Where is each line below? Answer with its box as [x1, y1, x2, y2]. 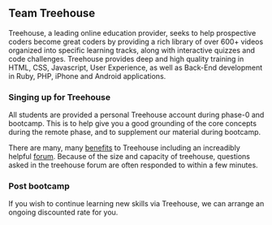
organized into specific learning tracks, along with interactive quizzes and [8, 45, 256, 55]
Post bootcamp [8, 180, 71, 192]
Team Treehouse [8, 6, 96, 20]
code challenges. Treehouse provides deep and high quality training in [8, 54, 244, 63]
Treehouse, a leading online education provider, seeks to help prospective [8, 28, 257, 37]
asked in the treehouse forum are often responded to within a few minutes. [8, 160, 258, 170]
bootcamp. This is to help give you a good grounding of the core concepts [8, 119, 257, 128]
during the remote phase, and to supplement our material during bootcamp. [8, 128, 261, 137]
